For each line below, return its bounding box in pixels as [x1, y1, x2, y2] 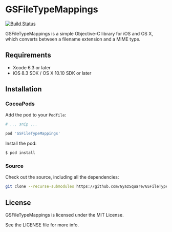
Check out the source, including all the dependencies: [5, 174, 119, 180]
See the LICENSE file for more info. [5, 222, 79, 228]
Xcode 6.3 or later [12, 64, 51, 70]
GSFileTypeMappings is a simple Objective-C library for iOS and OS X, [5, 30, 154, 36]
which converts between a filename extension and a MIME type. [5, 36, 141, 42]
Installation [5, 85, 42, 93]
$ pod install [5, 150, 36, 156]
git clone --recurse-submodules [5, 184, 74, 189]
